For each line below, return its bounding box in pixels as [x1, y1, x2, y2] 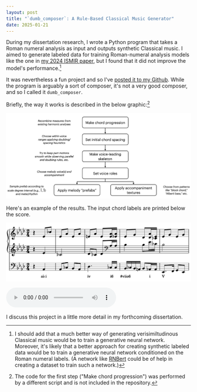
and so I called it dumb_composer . [6, 89, 83, 96]
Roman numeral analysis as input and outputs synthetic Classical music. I [6, 45, 183, 52]
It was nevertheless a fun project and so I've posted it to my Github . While [6, 76, 185, 83]
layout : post [6, 9, 38, 15]
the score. [6, 210, 30, 217]
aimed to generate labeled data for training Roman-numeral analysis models [6, 51, 189, 58]
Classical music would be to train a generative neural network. [14, 336, 165, 343]
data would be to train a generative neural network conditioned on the [14, 349, 184, 356]
